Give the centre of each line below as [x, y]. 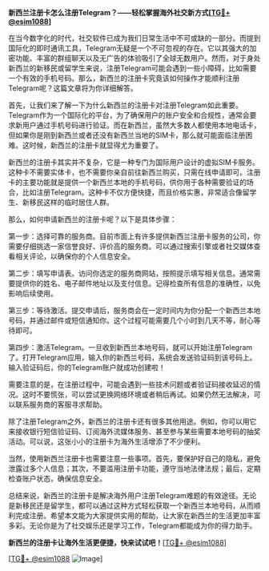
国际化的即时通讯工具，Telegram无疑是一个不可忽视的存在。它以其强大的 [129, 48]
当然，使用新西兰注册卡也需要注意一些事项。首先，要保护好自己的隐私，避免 [134, 458]
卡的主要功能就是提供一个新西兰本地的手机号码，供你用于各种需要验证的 [127, 182]
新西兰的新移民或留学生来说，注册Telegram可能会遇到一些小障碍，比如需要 [132, 68]
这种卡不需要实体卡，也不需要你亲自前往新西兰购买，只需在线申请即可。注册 [134, 172]
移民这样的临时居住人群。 [71, 202]
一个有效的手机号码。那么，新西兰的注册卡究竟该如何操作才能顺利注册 [124, 78]
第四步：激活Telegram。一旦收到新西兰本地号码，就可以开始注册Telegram [130, 347]
